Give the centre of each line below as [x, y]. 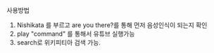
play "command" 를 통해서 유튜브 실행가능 [76, 34]
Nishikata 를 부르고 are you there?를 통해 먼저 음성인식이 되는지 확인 [112, 25]
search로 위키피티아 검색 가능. [59, 43]
